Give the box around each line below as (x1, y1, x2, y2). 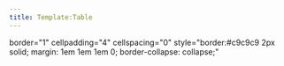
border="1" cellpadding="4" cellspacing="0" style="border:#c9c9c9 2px (9, 37, 276, 48)
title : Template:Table (9, 12, 93, 22)
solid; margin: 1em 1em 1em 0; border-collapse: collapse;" (9, 46, 219, 57)
